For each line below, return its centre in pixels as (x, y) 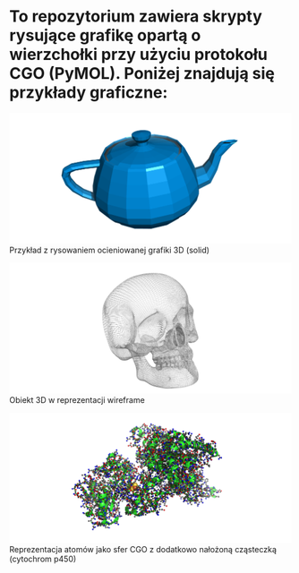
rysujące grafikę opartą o (105, 35)
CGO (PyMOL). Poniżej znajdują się (142, 74)
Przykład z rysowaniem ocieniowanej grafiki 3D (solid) (110, 250)
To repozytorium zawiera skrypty (136, 17)
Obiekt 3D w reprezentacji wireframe (77, 399)
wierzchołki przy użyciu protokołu (139, 55)
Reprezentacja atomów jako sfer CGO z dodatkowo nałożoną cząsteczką (143, 550)
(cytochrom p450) (43, 559)
